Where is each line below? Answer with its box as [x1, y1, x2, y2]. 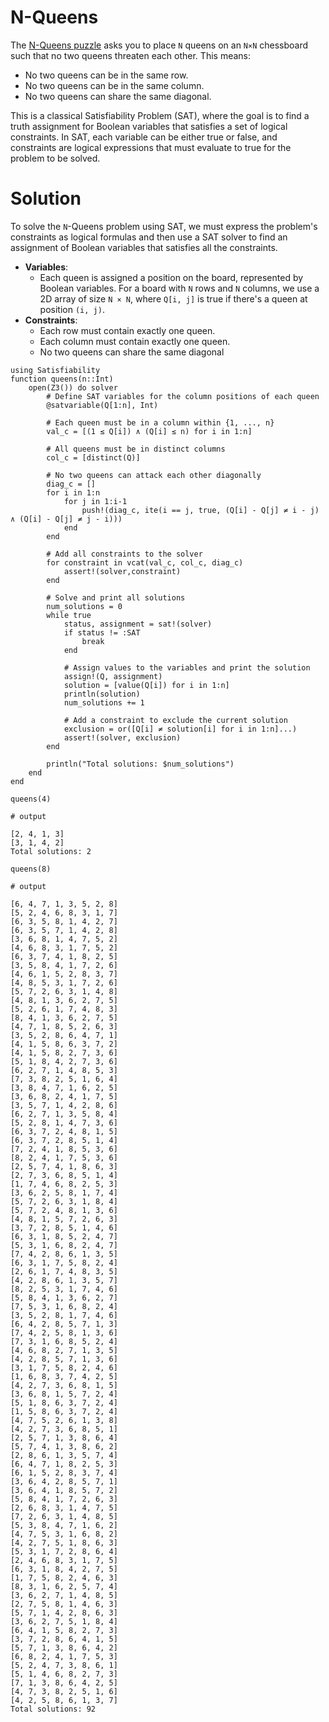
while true [46, 610, 92, 620]
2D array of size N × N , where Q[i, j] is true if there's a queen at [39, 292, 308, 305]
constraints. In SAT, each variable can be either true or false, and [10, 131, 278, 143]
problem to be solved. [10, 152, 101, 164]
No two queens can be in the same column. [24, 79, 205, 91]
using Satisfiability [10, 365, 101, 375]
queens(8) [10, 864, 52, 874]
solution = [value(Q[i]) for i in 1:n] [63, 680, 230, 690]
